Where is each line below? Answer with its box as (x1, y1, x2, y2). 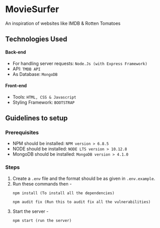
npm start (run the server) (12, 218, 72, 223)
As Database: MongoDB (12, 71, 58, 77)
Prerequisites (5, 129, 39, 136)
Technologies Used (5, 35, 67, 43)
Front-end (5, 82, 27, 89)
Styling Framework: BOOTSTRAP (12, 99, 75, 105)
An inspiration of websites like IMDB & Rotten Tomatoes (5, 20, 121, 26)
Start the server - (12, 208, 49, 214)
